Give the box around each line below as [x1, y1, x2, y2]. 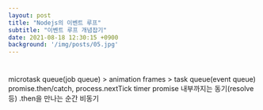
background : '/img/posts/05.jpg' [8, 41, 119, 49]
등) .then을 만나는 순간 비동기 [8, 93, 99, 103]
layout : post [8, 11, 51, 20]
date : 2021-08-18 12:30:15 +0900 [8, 33, 119, 42]
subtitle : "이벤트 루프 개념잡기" [8, 26, 107, 34]
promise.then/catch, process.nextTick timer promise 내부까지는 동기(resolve [8, 84, 254, 93]
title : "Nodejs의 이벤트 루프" [8, 19, 101, 27]
